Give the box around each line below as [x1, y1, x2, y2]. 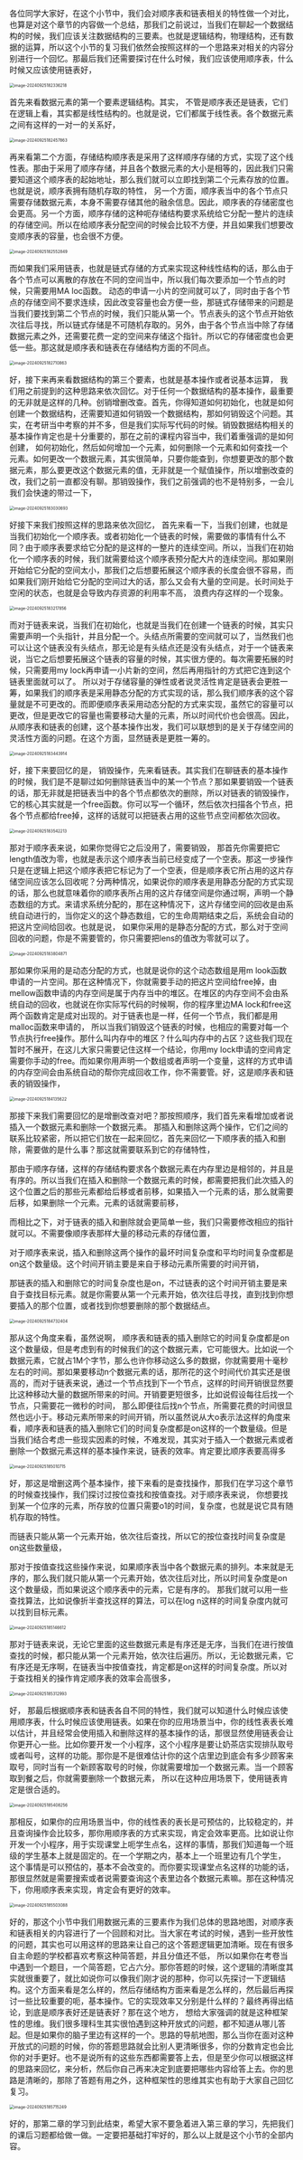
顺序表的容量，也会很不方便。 [16, 231, 128, 242]
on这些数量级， [9, 1542, 67, 1553]
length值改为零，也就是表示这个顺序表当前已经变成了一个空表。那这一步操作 [9, 854, 294, 864]
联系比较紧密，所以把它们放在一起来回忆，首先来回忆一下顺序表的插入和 [9, 1133, 278, 1143]
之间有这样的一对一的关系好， [9, 119, 120, 129]
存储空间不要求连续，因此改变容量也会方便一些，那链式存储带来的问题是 [24, 297, 294, 308]
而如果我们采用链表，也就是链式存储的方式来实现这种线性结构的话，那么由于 [9, 263, 294, 273]
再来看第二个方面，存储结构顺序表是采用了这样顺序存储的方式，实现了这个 [9, 152, 286, 162]
